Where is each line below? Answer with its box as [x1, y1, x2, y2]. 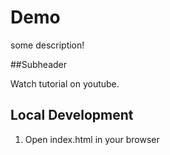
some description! [10, 39, 85, 51]
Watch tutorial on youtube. [10, 77, 120, 90]
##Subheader [10, 58, 68, 70]
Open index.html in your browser [24, 133, 160, 145]
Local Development [10, 107, 134, 124]
